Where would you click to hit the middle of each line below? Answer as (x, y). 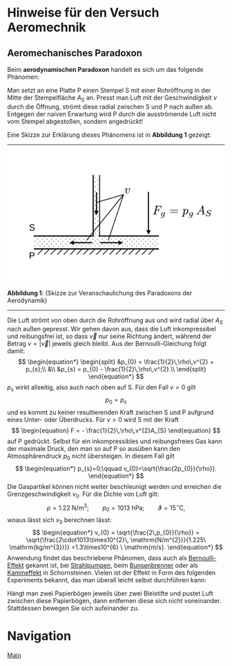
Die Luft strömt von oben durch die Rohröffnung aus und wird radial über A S (115, 321)
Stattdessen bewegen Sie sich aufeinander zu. (73, 608)
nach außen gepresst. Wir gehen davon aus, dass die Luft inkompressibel (112, 329)
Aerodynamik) (27, 300)
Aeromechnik (47, 27)
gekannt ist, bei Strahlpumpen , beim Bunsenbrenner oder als (112, 565)
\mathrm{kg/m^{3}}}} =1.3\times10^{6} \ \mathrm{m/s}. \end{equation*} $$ (116, 547)
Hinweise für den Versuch (83, 13)
